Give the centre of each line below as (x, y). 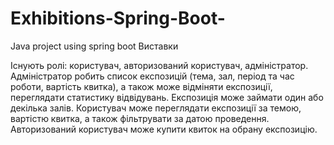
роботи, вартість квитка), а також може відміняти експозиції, (141, 86)
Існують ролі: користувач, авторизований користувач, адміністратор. (159, 65)
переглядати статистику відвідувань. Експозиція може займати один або (167, 97)
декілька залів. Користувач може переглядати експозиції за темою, (156, 108)
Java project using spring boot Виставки (94, 46)
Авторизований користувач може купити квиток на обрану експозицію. (164, 129)
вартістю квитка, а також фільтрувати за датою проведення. (140, 118)
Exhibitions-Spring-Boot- (118, 18)
